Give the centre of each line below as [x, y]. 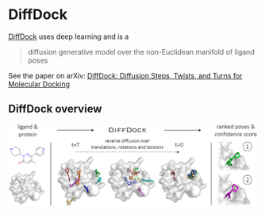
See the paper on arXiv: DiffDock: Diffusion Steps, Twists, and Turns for [125, 75]
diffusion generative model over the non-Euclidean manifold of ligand [141, 52]
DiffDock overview [55, 109]
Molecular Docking [39, 84]
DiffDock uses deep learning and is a [69, 36]
